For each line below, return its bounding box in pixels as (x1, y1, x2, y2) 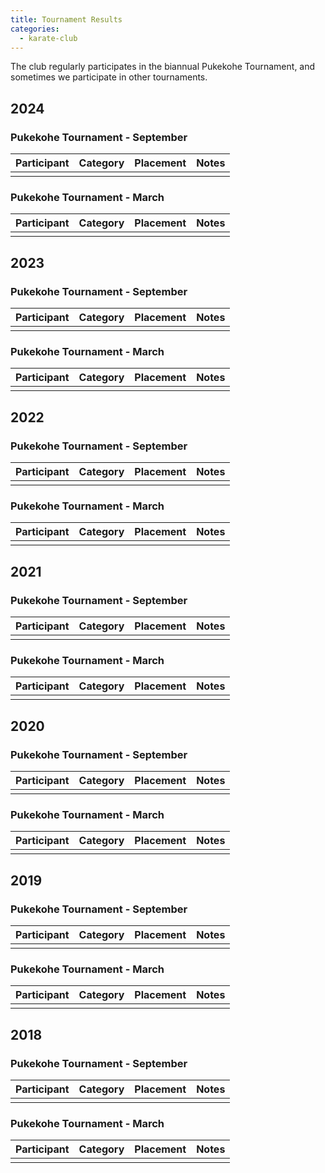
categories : (10, 24, 60, 34)
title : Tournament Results (10, 14, 123, 25)
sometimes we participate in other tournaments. (10, 71, 208, 83)
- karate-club (19, 33, 78, 43)
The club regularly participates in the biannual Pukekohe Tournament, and (10, 61, 316, 73)
